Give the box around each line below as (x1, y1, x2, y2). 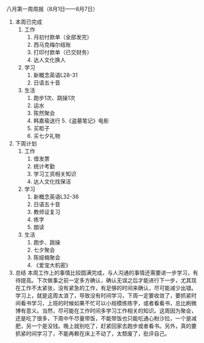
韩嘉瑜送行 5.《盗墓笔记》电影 (33, 117, 110, 124)
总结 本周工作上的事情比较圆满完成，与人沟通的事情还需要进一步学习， (15, 269, 193, 276)
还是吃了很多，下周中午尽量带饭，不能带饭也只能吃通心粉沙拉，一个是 (15, 315, 192, 322)
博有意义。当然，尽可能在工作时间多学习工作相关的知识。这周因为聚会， (15, 307, 197, 314)
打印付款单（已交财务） (33, 49, 93, 56)
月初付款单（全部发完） (33, 33, 93, 41)
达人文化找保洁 (33, 178, 71, 185)
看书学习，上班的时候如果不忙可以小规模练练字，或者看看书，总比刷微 (20, 300, 197, 307)
